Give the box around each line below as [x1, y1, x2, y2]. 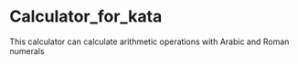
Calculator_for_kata [9, 6, 163, 27]
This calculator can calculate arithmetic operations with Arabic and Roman [9, 36, 290, 47]
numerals [9, 45, 45, 56]
